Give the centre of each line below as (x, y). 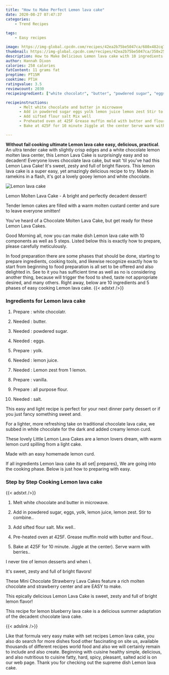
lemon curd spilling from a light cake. (44, 444)
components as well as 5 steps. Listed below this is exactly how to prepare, (83, 241)
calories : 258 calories (31, 66)
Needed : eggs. (29, 341)
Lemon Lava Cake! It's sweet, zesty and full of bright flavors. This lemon (80, 165)
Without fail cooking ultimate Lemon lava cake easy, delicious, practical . (82, 144)
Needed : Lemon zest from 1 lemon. (50, 370)
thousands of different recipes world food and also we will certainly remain (83, 646)
